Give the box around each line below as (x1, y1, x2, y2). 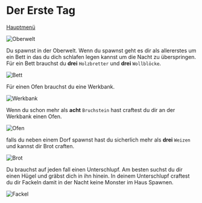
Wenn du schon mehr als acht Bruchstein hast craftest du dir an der (6, 106, 175, 113)
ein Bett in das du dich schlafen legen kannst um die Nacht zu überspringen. (6, 53, 197, 60)
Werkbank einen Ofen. (6, 113, 62, 120)
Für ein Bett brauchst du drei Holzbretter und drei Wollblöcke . (6, 60, 162, 67)
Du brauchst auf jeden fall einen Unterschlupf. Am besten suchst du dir (6, 166, 183, 173)
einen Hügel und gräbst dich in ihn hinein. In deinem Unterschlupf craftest (6, 172, 190, 180)
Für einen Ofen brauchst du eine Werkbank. (6, 83, 115, 90)
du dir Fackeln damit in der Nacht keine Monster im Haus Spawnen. (6, 178, 174, 186)
